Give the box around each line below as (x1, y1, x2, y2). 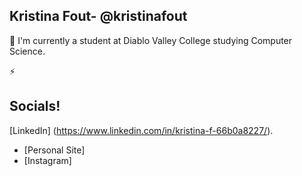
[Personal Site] (23, 144, 86, 156)
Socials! (9, 98, 61, 115)
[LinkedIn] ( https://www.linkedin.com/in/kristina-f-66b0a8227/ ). (9, 124, 274, 136)
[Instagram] (23, 154, 72, 166)
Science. (9, 45, 46, 57)
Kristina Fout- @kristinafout (9, 8, 188, 25)
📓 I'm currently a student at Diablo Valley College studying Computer (9, 34, 293, 46)
